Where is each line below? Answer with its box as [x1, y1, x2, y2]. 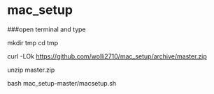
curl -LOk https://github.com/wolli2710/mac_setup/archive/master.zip [7, 52, 208, 61]
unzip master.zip [7, 65, 55, 74]
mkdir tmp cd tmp [7, 38, 59, 47]
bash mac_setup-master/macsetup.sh [7, 79, 117, 87]
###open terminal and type [7, 25, 86, 33]
